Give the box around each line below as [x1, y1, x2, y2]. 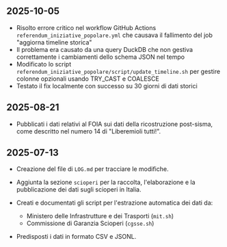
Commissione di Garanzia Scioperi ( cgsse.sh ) [26, 219, 155, 228]
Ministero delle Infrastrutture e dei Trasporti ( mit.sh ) [26, 212, 174, 220]
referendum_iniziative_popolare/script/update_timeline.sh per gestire [16, 67, 220, 75]
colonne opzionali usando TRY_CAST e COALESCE [16, 75, 160, 83]
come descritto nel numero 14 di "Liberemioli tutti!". [16, 127, 161, 135]
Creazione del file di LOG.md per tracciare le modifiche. [16, 165, 169, 173]
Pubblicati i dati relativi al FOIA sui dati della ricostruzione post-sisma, [16, 120, 213, 128]
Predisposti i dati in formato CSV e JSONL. [16, 233, 137, 241]
